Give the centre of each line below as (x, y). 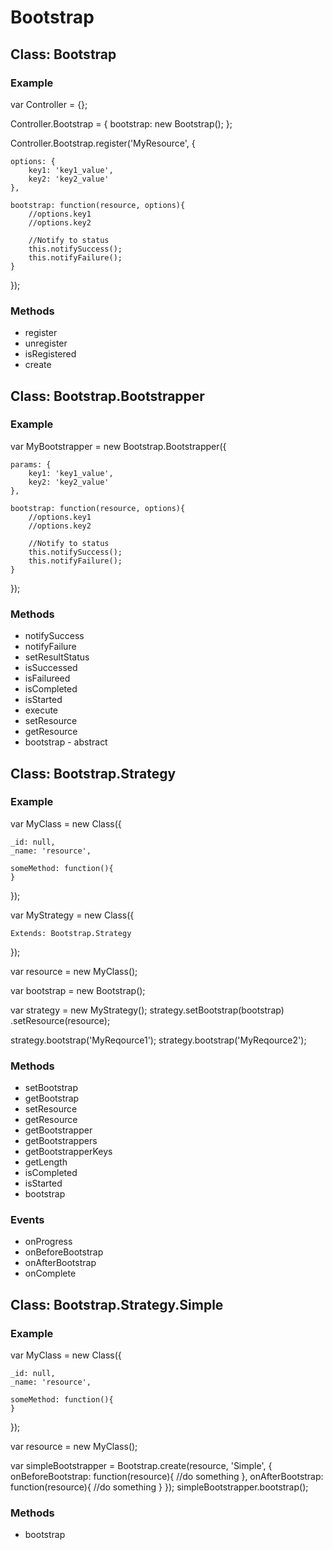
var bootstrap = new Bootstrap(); (78, 990)
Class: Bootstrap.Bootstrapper (107, 396)
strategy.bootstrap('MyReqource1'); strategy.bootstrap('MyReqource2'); (158, 1040)
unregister (46, 343)
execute (41, 710)
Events (27, 1220)
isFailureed (47, 678)
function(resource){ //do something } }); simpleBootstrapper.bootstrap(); (159, 1487)
